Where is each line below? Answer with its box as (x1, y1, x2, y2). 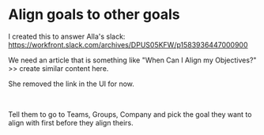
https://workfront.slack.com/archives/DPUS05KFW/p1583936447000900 (8, 39, 248, 49)
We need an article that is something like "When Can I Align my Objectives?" (8, 55, 257, 65)
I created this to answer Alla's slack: (8, 32, 126, 41)
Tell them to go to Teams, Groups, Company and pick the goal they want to (8, 109, 252, 119)
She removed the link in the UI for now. (8, 79, 134, 88)
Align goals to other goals (8, 6, 180, 24)
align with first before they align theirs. (8, 118, 134, 127)
